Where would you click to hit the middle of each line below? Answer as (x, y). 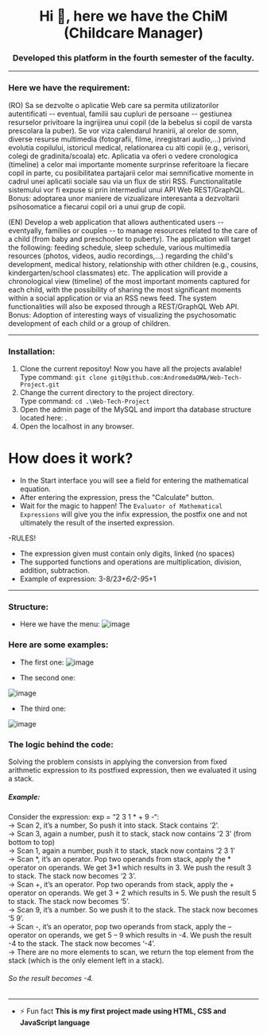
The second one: (47, 677)
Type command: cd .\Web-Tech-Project (85, 401)
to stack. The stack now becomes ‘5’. (69, 901)
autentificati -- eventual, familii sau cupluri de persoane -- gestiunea (120, 114)
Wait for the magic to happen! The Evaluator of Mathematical (121, 506)
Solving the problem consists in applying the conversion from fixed (118, 762)
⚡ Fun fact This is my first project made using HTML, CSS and (123, 1011)
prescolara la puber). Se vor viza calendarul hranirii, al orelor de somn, (124, 130)
